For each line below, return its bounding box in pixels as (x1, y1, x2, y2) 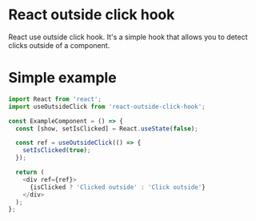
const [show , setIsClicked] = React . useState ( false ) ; (15, 124, 198, 133)
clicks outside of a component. (8, 40, 110, 50)
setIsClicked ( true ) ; (22, 147, 91, 155)
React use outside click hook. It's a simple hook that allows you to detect (8, 32, 248, 42)
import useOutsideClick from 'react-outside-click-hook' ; (8, 102, 206, 110)
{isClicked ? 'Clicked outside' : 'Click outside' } (29, 183, 206, 191)
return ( (15, 168, 45, 176)
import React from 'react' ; (8, 94, 102, 103)
